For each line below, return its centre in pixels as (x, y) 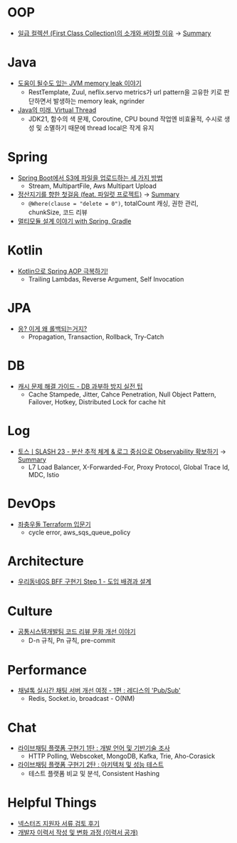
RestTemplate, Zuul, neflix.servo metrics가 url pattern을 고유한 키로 (125, 92)
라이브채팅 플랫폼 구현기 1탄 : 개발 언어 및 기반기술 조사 (94, 748)
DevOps (32, 503)
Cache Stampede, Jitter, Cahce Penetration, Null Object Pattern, (122, 394)
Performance (47, 670)
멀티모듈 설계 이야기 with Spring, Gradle (74, 221)
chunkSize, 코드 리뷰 (58, 212)
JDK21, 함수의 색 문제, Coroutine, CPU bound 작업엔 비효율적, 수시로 (125, 119)
